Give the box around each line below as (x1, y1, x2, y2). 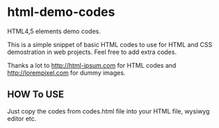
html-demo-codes (7, 4, 115, 20)
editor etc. (7, 114, 37, 122)
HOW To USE (7, 89, 65, 100)
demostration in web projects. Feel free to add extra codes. (7, 48, 177, 56)
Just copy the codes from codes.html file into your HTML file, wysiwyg (7, 107, 210, 115)
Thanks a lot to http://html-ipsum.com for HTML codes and (7, 61, 177, 69)
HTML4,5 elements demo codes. (7, 27, 101, 35)
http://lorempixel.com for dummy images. (7, 68, 126, 77)
